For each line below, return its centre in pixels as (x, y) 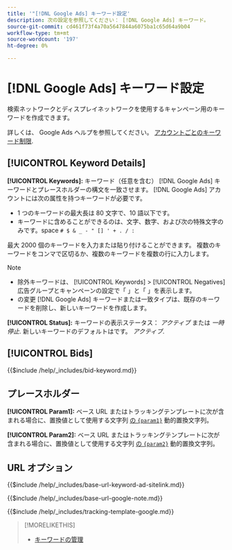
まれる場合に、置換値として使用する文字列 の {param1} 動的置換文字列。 (110, 420)
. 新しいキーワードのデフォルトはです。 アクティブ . (92, 331)
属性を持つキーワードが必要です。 (98, 198)
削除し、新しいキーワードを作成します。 (93, 308)
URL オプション (40, 468)
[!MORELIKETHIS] (50, 525)
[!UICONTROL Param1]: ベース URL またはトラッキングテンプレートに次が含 (116, 412)
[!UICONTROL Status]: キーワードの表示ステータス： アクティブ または (109, 323)
